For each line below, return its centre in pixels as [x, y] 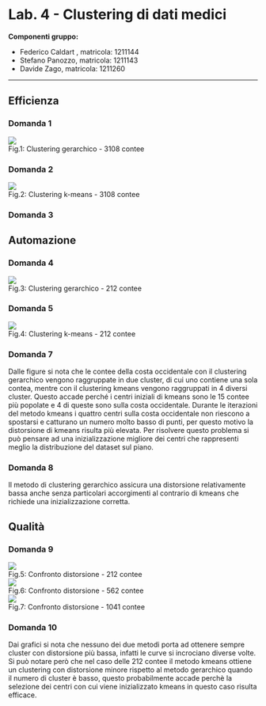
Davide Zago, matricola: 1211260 [72, 68]
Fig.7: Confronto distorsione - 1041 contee [76, 607]
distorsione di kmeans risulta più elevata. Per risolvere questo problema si [129, 431]
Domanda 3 [31, 214]
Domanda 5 [31, 309]
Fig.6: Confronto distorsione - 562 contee [76, 590]
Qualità [27, 527]
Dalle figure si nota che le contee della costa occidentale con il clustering [127, 372]
